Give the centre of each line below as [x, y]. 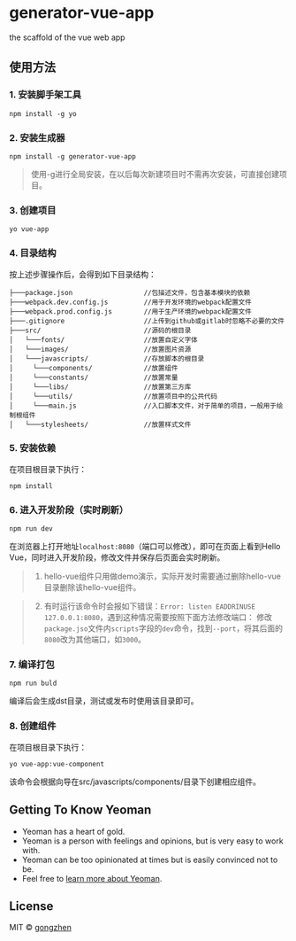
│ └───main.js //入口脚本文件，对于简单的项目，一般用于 [143, 406]
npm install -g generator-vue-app [73, 156]
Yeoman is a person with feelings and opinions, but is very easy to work [153, 841]
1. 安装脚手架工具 [46, 95]
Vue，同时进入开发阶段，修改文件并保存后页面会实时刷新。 [117, 557]
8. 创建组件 [33, 727]
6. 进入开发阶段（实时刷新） [69, 509]
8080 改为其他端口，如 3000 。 [95, 640]
